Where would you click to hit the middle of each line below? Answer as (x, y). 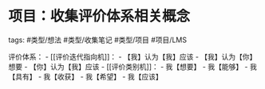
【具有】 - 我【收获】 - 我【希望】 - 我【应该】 (85, 76)
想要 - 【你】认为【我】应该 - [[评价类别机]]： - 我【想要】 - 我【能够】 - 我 (132, 66)
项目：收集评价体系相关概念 (99, 16)
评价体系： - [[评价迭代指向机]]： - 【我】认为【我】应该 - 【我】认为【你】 (132, 56)
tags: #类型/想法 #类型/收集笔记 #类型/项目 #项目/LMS (98, 40)
